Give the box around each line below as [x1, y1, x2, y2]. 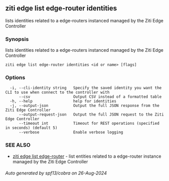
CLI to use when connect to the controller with [5, 90, 110, 95]
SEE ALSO [5, 141, 31, 149]
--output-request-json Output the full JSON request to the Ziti [18, 112, 164, 117]
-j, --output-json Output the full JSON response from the [10, 103, 159, 108]
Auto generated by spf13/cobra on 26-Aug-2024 [5, 170, 107, 176]
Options [5, 74, 25, 81]
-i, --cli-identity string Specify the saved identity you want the [10, 86, 162, 91]
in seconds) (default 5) [5, 125, 58, 131]
